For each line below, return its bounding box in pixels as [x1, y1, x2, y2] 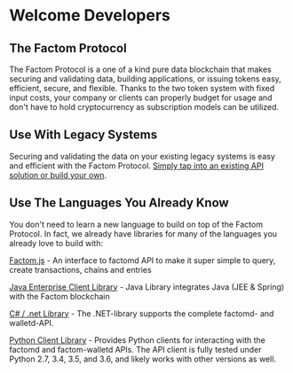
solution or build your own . [9, 169, 107, 180]
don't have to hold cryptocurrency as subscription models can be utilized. [9, 102, 280, 112]
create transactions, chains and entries [9, 264, 153, 275]
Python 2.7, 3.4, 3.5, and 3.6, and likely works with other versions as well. [9, 354, 277, 364]
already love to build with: [9, 237, 104, 248]
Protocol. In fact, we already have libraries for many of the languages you [9, 228, 278, 239]
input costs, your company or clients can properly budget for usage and [9, 92, 273, 103]
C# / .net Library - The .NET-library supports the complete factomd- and [9, 307, 274, 319]
